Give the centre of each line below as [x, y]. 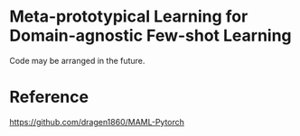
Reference [49, 97]
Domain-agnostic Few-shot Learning [150, 36]
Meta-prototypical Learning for [129, 17]
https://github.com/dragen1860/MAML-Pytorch [97, 122]
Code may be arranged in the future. [77, 60]
